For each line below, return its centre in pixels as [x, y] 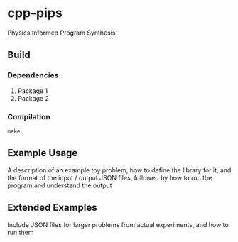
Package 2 [33, 98]
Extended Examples [52, 208]
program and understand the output [60, 185]
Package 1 [33, 91]
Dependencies [33, 75]
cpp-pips [35, 13]
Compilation [29, 116]
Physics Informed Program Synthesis [61, 33]
